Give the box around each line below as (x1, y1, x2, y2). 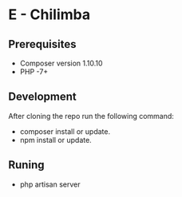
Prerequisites (8, 37, 77, 51)
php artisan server (19, 179, 81, 189)
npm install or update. (19, 135, 92, 144)
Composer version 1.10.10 (19, 58, 103, 68)
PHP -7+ (19, 67, 49, 77)
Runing (8, 158, 45, 172)
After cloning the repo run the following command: (8, 111, 174, 120)
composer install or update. (19, 126, 110, 136)
